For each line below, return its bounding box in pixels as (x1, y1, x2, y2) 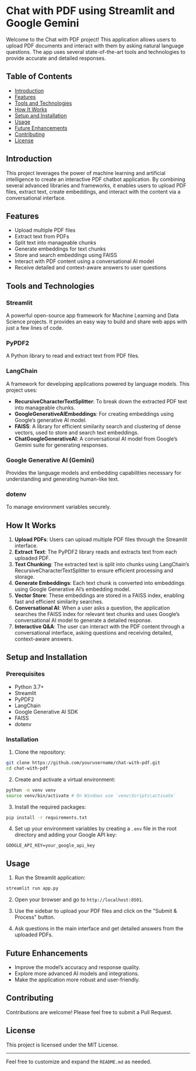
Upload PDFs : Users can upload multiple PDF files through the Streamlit (14, 536, 188, 543)
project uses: (6, 386, 38, 394)
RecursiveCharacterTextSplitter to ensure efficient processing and (14, 567, 174, 574)
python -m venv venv (6, 787, 57, 793)
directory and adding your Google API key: (14, 832, 117, 839)
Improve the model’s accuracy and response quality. (14, 963, 141, 970)
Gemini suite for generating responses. (14, 441, 108, 449)
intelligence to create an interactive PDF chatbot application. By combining (6, 176, 185, 183)
